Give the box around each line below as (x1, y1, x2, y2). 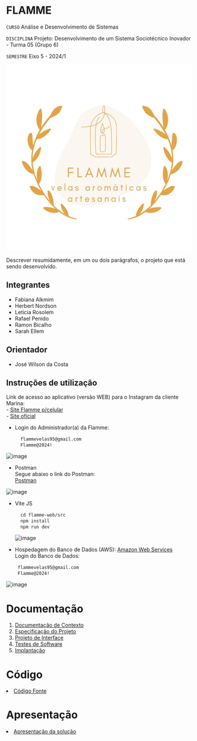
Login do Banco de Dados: (14, 552, 80, 559)
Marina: (6, 400, 25, 407)
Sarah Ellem (14, 327, 45, 334)
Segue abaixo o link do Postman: (14, 471, 95, 478)
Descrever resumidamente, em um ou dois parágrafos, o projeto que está (6, 257, 186, 264)
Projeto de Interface (14, 634, 64, 642)
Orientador (6, 345, 47, 355)
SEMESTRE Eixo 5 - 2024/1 (6, 52, 66, 60)
